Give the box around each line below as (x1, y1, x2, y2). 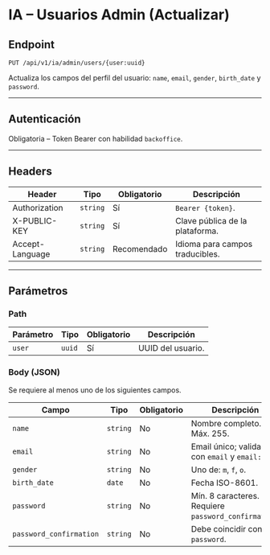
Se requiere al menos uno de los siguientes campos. (8, 384, 182, 395)
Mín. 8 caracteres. (190, 490, 260, 501)
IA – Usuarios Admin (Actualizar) (8, 6, 231, 24)
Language (12, 248, 51, 259)
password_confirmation (12, 529, 99, 538)
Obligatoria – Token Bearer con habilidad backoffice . (8, 134, 183, 143)
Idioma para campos (175, 238, 253, 249)
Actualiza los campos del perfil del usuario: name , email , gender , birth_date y (8, 73, 261, 82)
